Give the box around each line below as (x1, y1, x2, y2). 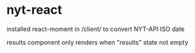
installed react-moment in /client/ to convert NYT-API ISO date (6, 25, 185, 33)
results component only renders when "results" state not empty (6, 38, 189, 46)
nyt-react (6, 2, 62, 18)
